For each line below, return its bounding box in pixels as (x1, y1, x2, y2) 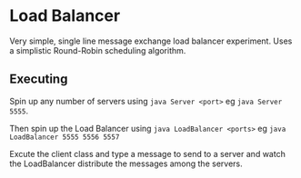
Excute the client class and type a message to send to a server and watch (9, 148, 286, 159)
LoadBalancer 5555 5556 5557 (9, 133, 120, 142)
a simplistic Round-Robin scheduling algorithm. (9, 44, 186, 55)
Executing (9, 72, 68, 87)
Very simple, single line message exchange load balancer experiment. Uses (9, 35, 293, 46)
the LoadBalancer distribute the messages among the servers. (9, 158, 243, 169)
